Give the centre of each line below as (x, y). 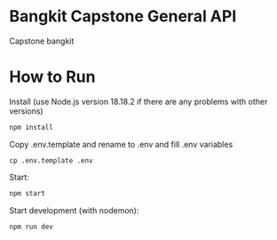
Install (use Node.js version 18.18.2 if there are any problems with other (138, 101)
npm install (31, 127)
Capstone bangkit (42, 41)
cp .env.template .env (51, 160)
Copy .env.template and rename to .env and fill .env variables (121, 144)
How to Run (52, 77)
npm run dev (31, 227)
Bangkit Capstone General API (123, 16)
